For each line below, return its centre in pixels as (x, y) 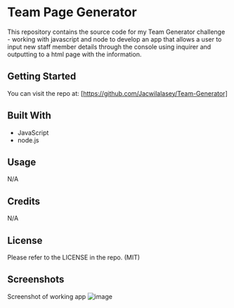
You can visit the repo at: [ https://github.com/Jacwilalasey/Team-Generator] (118, 93)
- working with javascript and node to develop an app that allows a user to (115, 39)
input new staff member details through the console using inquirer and (109, 47)
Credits (24, 201)
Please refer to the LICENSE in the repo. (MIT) (74, 257)
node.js (28, 140)
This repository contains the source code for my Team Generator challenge (116, 32)
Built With (29, 116)
